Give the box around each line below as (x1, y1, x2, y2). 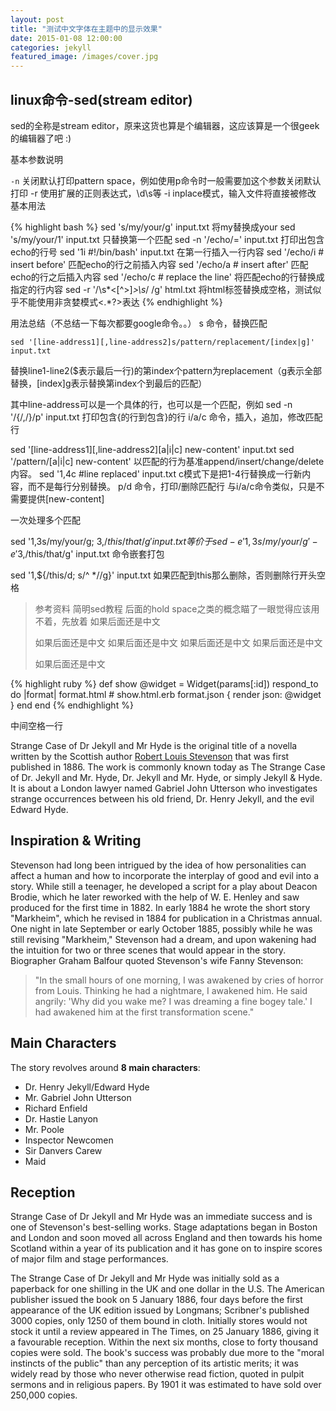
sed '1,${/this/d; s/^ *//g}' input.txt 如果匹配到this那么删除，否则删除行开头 (10, 569, 317, 581)
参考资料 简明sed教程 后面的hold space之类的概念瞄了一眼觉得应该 (34, 602, 312, 615)
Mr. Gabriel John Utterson (24, 1091, 132, 1103)
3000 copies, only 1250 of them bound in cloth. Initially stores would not (10, 1315, 308, 1327)
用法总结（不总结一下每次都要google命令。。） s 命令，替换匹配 (10, 317, 268, 329)
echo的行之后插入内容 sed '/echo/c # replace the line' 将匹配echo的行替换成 (10, 271, 325, 283)
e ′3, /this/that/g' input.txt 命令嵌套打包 (10, 547, 165, 560)
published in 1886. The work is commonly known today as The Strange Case (10, 761, 326, 773)
